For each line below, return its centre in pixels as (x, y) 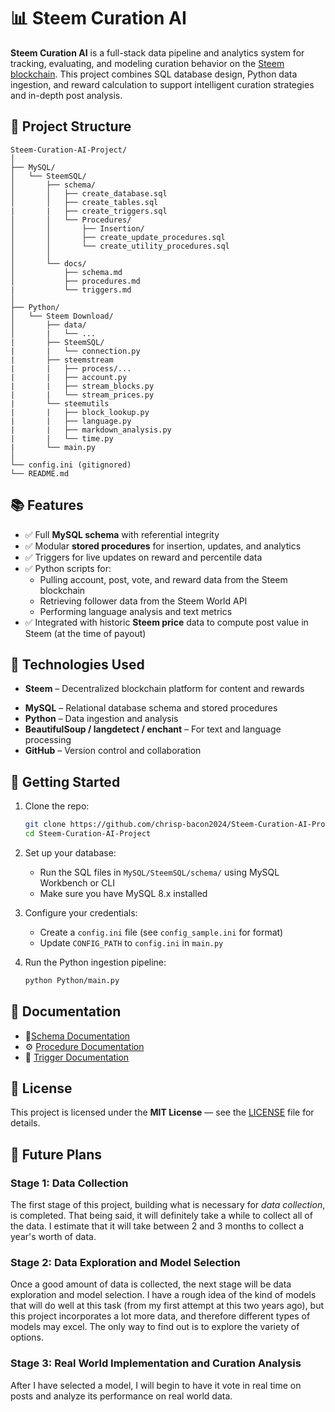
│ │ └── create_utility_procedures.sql (120, 246)
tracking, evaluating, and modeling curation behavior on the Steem (147, 63)
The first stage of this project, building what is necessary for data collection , (168, 1205)
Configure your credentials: (81, 912)
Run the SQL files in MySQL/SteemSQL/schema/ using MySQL (159, 872)
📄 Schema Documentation (77, 1036)
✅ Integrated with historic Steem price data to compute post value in (166, 622)
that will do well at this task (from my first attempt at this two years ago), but (167, 1306)
